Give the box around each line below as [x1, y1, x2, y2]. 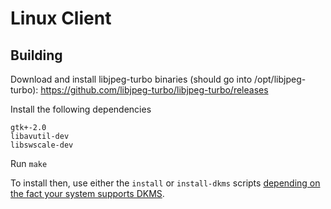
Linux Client [10, 7, 112, 30]
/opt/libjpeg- [254, 73, 307, 85]
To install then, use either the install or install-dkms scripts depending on [10, 177, 321, 189]
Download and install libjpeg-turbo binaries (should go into [10, 73, 253, 85]
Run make [10, 158, 48, 169]
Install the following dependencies [10, 103, 152, 115]
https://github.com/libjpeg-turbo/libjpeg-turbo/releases [40, 84, 269, 96]
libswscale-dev [10, 140, 74, 150]
